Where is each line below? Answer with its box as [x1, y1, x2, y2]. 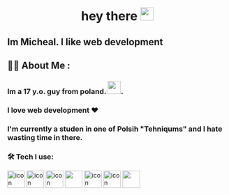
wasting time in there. [7, 132, 83, 142]
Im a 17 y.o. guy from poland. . [7, 86, 124, 96]
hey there [81, 8, 138, 24]
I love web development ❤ [7, 105, 99, 115]
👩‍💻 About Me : [7, 59, 71, 71]
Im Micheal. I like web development [7, 36, 163, 48]
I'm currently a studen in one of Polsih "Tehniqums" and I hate [7, 124, 223, 134]
